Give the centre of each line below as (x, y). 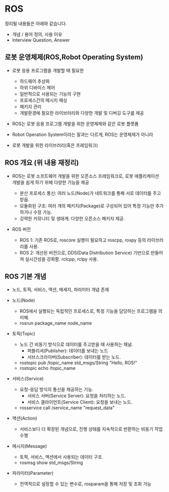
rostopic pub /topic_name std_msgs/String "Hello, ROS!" (78, 363)
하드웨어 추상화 (35, 81)
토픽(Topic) (24, 334)
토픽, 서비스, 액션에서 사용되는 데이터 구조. (61, 457)
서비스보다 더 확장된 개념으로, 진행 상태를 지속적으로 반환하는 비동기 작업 (91, 429)
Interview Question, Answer (41, 40)
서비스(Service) (28, 379)
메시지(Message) (29, 446)
